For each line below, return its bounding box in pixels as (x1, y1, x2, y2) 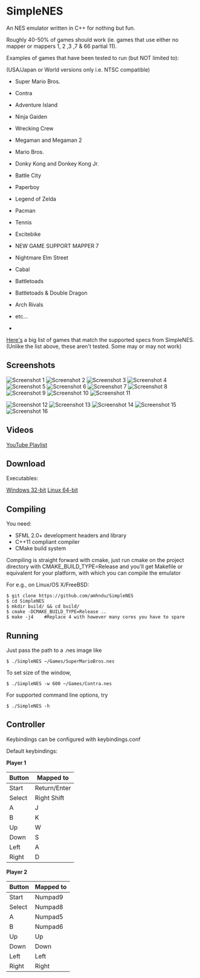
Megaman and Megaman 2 (15, 136, 83, 144)
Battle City (15, 172, 41, 179)
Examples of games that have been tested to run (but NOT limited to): (6, 54, 179, 61)
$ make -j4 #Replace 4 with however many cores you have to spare (6, 614, 185, 620)
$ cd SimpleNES (6, 598, 45, 605)
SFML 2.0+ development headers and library (15, 532, 127, 539)
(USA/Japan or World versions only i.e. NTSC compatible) (6, 65, 150, 73)
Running (6, 631, 39, 641)
